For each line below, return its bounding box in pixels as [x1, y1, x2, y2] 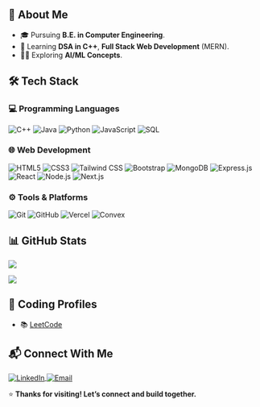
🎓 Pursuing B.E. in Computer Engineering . [19, 30, 165, 39]
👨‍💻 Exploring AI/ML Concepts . [19, 50, 123, 60]
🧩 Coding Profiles [8, 297, 98, 311]
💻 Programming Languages [8, 103, 120, 114]
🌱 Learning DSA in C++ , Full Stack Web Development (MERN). [19, 41, 229, 51]
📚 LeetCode [19, 319, 63, 329]
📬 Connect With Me [8, 347, 113, 361]
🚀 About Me [8, 8, 68, 22]
